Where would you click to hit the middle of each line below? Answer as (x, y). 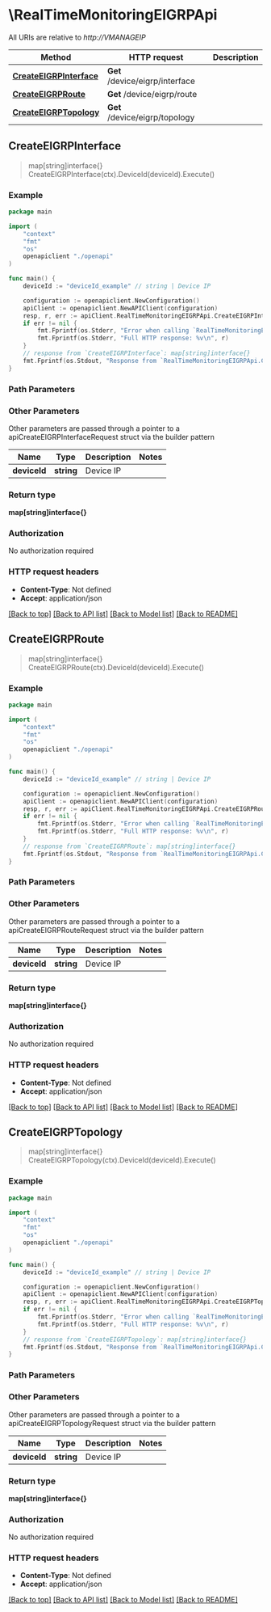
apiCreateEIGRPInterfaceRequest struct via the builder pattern (112, 437)
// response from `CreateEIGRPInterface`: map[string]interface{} (137, 353)
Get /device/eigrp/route (152, 94)
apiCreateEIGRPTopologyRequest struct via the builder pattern (112, 1423)
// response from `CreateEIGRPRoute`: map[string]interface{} (129, 846)
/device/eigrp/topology (151, 117)
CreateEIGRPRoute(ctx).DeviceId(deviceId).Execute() (116, 667)
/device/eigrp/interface (151, 81)
